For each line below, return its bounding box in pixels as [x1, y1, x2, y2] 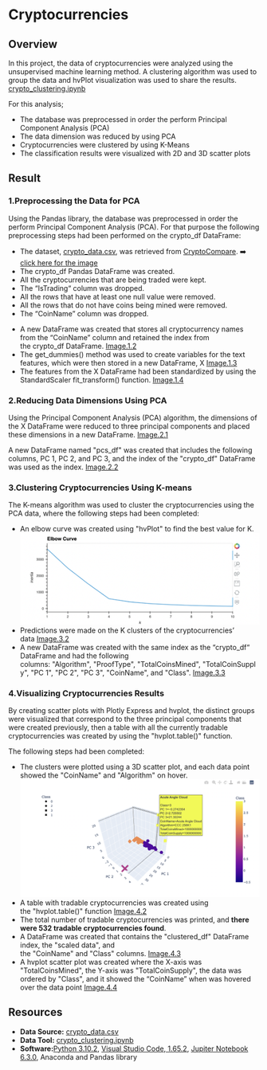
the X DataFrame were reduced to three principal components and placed [8, 421, 250, 431]
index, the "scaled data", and [19, 940, 116, 950]
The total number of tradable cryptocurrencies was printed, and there [19, 915, 249, 924]
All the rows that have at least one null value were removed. [19, 292, 216, 301]
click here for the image [19, 257, 98, 268]
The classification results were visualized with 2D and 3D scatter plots [19, 149, 251, 158]
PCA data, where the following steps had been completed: [8, 508, 199, 519]
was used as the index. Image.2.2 [8, 462, 119, 472]
